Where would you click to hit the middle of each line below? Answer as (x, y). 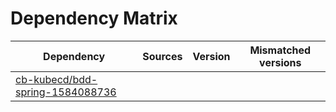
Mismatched (280, 50)
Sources (162, 56)
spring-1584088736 (66, 92)
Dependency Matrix (94, 18)
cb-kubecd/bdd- (56, 79)
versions (280, 62)
